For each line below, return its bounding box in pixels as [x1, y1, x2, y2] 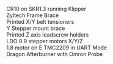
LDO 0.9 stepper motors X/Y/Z [6, 38, 84, 44]
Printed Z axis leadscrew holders [6, 31, 89, 38]
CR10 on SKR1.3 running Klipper [6, 5, 87, 12]
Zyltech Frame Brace [6, 12, 59, 19]
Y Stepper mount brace [6, 24, 65, 32]
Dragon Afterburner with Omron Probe [6, 51, 103, 57]
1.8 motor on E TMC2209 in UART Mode [6, 44, 108, 51]
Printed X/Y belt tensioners [6, 18, 75, 25]
